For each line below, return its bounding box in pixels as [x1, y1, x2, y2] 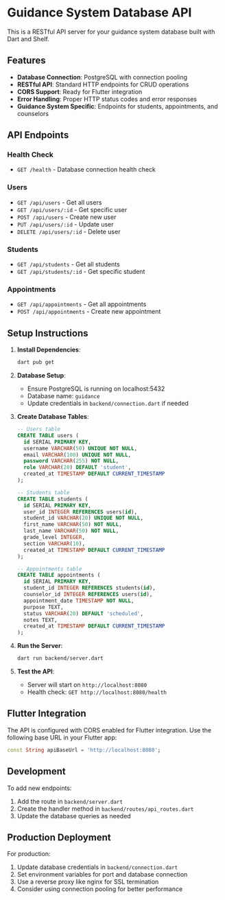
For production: [7, 850, 51, 858]
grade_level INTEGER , [23, 534, 86, 541]
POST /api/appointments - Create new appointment [16, 308, 161, 316]
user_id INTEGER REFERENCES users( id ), [23, 508, 138, 516]
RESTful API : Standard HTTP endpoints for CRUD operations [16, 80, 189, 89]
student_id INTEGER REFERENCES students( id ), [23, 585, 156, 592]
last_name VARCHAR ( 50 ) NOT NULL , [23, 527, 119, 535]
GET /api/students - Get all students [16, 260, 120, 268]
